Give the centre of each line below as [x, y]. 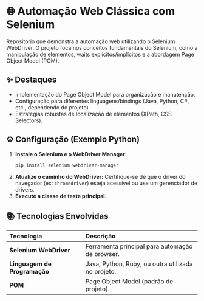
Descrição [100, 237]
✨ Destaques [32, 80]
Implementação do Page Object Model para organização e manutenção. [105, 94]
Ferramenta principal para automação [139, 246]
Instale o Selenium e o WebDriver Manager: [71, 154]
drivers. [25, 190]
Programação [29, 272]
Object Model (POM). [33, 61]
